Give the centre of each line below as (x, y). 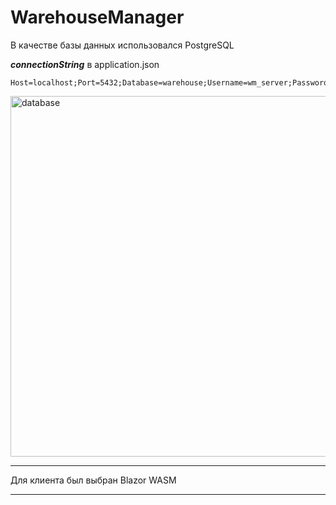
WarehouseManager (97, 17)
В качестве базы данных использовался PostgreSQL (122, 45)
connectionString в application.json (85, 64)
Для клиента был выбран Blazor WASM (93, 480)
